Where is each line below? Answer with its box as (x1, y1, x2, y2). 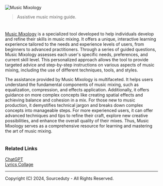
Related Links (5, 145, 38, 152)
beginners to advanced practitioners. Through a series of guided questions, (5, 47, 156, 52)
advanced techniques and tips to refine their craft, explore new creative (5, 113, 148, 118)
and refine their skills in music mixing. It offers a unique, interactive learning (5, 36, 156, 42)
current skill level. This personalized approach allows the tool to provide (5, 57, 149, 63)
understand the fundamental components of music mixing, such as (5, 82, 139, 87)
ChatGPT (5, 156, 23, 162)
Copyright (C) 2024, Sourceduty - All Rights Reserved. (5, 175, 114, 181)
